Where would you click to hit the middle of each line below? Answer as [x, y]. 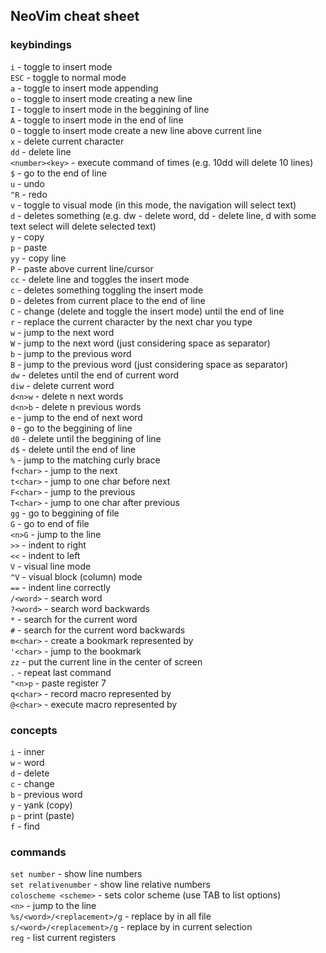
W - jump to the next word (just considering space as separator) [140, 343]
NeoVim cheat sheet [75, 16]
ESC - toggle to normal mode [68, 77]
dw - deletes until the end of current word [95, 375]
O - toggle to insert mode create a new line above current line [136, 130]
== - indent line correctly [60, 587]
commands [38, 852]
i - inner [27, 751]
